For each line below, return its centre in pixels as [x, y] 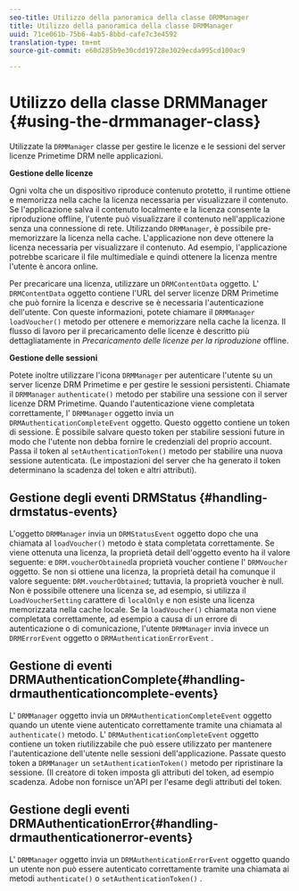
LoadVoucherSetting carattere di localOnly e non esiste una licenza [132, 600]
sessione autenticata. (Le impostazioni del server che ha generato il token [145, 461]
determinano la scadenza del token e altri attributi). [103, 470]
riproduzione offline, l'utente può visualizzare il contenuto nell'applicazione [147, 219]
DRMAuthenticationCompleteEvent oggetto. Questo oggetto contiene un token [149, 423]
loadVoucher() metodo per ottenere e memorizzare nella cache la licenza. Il [148, 321]
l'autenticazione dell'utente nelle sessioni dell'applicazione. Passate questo [148, 753]
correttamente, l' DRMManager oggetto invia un [91, 413]
